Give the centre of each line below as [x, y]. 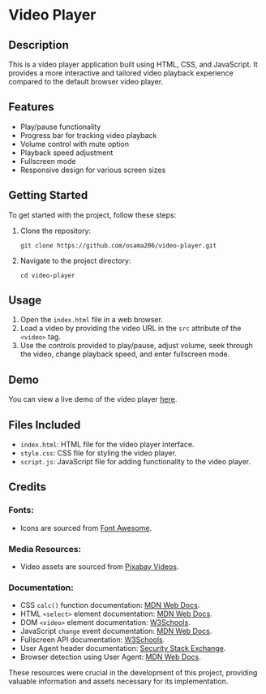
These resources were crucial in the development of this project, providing [133, 673]
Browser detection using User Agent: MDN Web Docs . [110, 657]
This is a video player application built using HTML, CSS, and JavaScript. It [133, 64]
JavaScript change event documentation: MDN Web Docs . [116, 631]
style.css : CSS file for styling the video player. [98, 453]
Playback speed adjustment [66, 153]
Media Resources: [45, 549]
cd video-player [47, 275]
